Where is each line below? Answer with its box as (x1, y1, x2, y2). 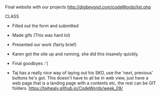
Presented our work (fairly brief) (12, 42, 77, 48)
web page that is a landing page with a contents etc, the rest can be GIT (12, 80, 156, 86)
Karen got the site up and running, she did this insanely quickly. (12, 51, 139, 57)
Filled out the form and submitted (12, 23, 79, 29)
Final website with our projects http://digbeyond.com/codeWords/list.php (5, 4, 151, 10)
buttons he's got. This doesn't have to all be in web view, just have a (12, 75, 149, 80)
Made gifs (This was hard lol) (12, 32, 70, 38)
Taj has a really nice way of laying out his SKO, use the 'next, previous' (12, 70, 154, 76)
